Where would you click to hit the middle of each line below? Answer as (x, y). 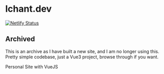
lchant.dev (29, 9)
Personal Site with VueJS (32, 66)
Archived (20, 39)
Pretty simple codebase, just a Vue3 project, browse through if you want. (82, 57)
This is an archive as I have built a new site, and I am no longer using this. (82, 51)
